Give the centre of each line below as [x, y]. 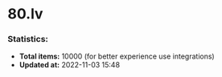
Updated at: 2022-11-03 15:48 [70, 65]
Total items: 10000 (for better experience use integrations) [117, 56]
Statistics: [28, 39]
